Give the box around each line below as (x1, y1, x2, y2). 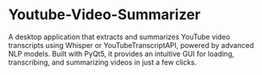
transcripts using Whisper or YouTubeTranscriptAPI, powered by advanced (8, 40, 254, 49)
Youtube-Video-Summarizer (8, 6, 201, 24)
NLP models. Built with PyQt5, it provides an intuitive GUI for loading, (8, 49, 235, 58)
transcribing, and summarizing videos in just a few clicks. (8, 57, 197, 67)
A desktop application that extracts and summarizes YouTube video (8, 32, 230, 41)
